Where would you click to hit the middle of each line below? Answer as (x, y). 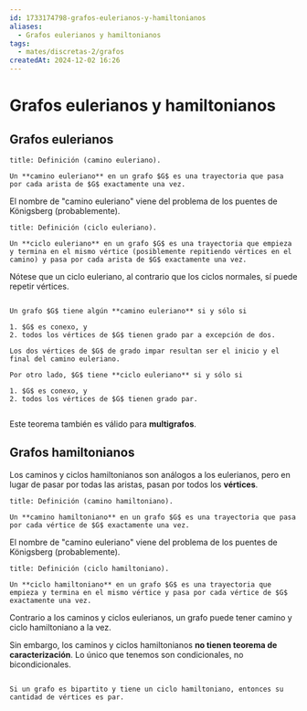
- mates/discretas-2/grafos (71, 52)
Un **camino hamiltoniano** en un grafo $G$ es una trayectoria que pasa (153, 517)
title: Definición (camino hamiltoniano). (91, 501)
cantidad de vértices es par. (67, 697)
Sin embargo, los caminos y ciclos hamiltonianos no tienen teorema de (143, 644)
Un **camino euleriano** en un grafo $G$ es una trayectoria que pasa (147, 176)
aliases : (26, 27)
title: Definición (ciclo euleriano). (83, 228)
